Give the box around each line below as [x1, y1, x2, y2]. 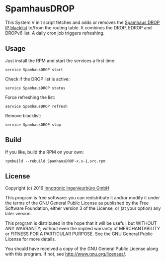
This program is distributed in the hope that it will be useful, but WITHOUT [5, 220, 157, 226]
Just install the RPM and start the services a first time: [5, 58, 116, 64]
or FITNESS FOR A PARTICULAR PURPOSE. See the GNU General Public [5, 231, 153, 237]
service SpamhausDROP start [5, 67, 64, 72]
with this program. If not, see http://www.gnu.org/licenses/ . [5, 251, 127, 257]
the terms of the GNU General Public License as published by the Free [5, 200, 149, 206]
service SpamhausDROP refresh [5, 104, 68, 109]
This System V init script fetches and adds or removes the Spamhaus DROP [5, 19, 160, 25]
